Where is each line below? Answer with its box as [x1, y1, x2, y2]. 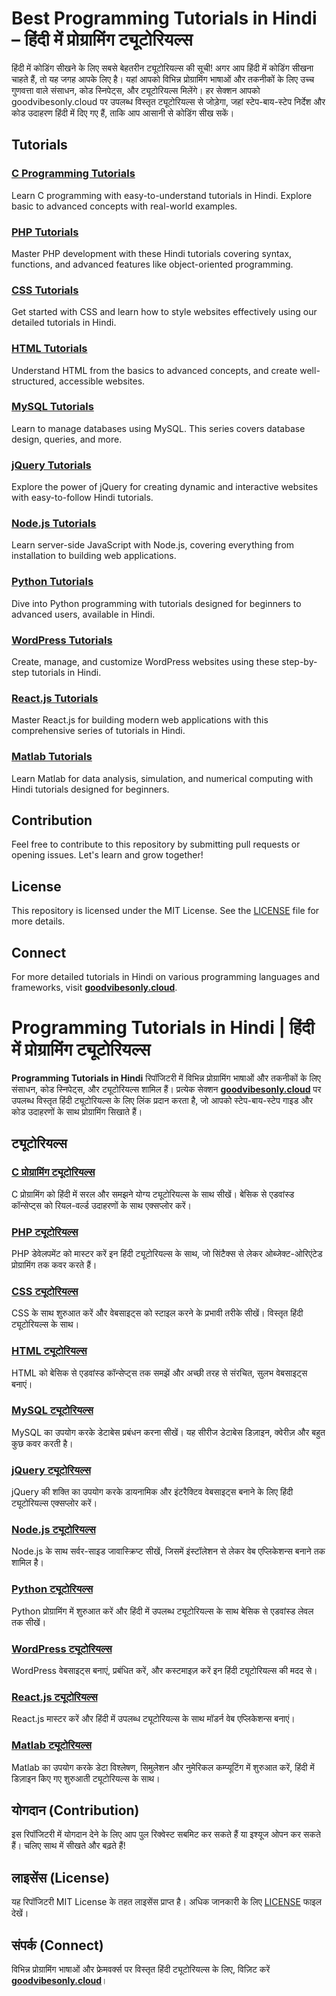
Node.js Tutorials [11, 517, 97, 531]
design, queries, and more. [11, 433, 123, 445]
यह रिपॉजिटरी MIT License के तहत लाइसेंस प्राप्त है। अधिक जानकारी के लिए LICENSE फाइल [11, 1896, 322, 1908]
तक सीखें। [11, 1616, 47, 1628]
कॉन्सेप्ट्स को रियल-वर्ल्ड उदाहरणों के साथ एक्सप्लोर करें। [11, 1199, 193, 1211]
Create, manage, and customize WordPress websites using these [11, 656, 280, 667]
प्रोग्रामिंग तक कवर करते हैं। [11, 1258, 98, 1271]
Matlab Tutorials [11, 750, 93, 764]
